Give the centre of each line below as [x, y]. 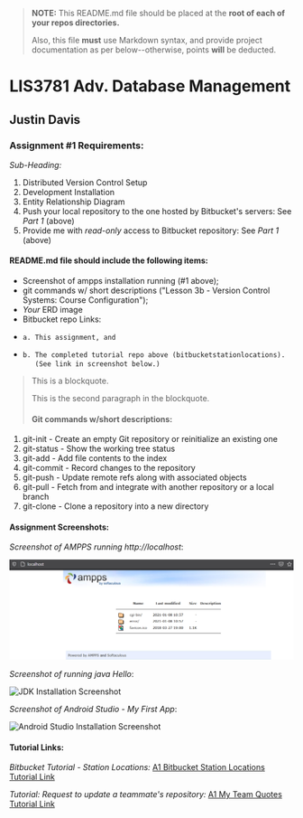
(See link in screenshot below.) [97, 364]
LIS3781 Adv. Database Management [150, 86]
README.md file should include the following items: [109, 260]
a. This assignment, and [69, 338]
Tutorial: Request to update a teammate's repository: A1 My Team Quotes [146, 794]
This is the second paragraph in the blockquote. [120, 399]
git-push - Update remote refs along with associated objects [134, 477]
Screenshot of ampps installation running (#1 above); [120, 281]
